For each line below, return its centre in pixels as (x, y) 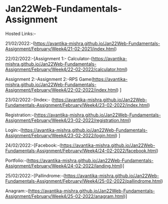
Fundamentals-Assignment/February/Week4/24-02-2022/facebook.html (81, 150)
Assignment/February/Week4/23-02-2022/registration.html (67, 120)
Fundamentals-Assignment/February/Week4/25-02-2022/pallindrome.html (83, 181)
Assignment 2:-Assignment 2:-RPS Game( (49, 79)
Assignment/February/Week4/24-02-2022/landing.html (63, 166)
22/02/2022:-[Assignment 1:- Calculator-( (49, 58)
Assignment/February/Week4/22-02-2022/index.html (61, 90)
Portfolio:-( (16, 160)
